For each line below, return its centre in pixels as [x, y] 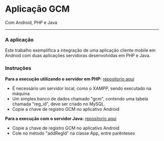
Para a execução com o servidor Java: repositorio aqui [61, 119]
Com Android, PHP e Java [31, 22]
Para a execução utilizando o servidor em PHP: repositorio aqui [70, 79]
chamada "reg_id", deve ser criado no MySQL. [59, 104]
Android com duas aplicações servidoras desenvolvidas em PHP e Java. [78, 56]
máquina [21, 93]
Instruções [18, 68]
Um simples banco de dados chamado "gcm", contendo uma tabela [80, 99]
